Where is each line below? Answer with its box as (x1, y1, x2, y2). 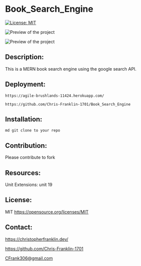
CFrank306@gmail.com (5, 255, 53, 261)
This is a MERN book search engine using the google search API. (5, 66, 137, 72)
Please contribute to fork (5, 155, 56, 160)
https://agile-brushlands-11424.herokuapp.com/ (5, 93, 105, 98)
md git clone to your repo (5, 128, 60, 133)
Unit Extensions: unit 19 (5, 182, 53, 187)
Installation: (5, 115, 43, 123)
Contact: (5, 223, 33, 232)
